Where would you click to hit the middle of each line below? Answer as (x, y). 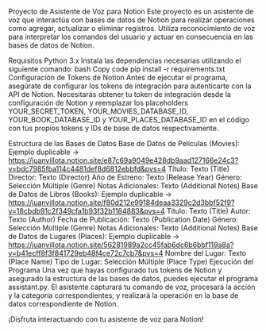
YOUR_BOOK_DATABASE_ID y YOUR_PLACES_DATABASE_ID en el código (129, 120)
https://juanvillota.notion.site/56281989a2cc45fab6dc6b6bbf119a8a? (121, 245)
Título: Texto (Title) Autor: (208, 211)
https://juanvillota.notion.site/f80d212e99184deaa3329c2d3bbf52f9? (121, 203)
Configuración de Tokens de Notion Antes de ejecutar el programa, (118, 77)
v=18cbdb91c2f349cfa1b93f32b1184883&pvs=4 (87, 211)
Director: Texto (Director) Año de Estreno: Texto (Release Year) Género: (125, 177)
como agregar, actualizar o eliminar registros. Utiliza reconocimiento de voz (132, 28)
